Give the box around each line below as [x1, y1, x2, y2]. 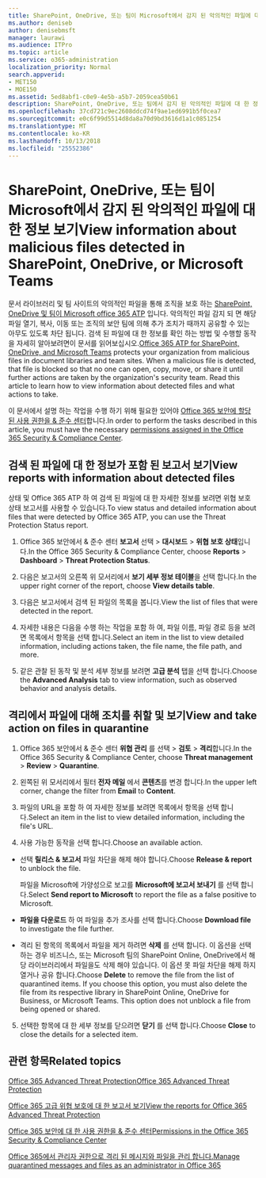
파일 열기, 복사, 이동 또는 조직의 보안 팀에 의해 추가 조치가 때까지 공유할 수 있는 [8, 319, 251, 328]
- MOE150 [8, 85, 37, 94]
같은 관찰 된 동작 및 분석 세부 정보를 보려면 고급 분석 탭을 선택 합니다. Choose [19, 666, 257, 676]
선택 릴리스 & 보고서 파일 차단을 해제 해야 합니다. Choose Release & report [19, 854, 253, 864]
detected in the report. [19, 606, 93, 616]
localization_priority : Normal [8, 63, 112, 71]
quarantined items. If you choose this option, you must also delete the [19, 979, 248, 988]
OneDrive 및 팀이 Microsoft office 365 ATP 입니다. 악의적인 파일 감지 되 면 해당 [8, 309, 257, 318]
